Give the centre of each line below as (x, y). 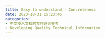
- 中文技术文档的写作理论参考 (32, 23)
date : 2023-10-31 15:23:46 (34, 14)
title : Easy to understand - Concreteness (50, 10)
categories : (18, 19)
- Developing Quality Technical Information (53, 28)
